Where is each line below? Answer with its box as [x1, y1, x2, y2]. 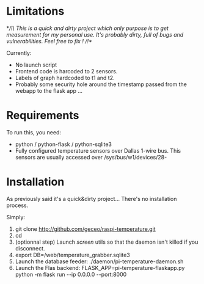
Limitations [6, 4, 65, 18]
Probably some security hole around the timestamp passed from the [15, 81, 188, 88]
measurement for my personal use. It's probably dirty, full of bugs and [6, 31, 184, 38]
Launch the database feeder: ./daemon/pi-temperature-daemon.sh [15, 258, 184, 265]
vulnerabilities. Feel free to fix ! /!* [6, 37, 93, 45]
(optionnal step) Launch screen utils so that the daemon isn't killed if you [15, 238, 199, 246]
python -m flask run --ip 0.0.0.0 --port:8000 [15, 271, 127, 278]
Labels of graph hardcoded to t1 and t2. [15, 74, 115, 81]
